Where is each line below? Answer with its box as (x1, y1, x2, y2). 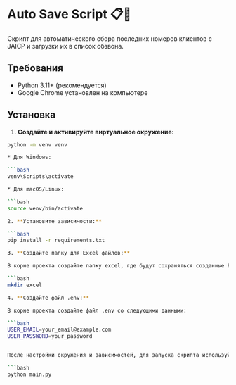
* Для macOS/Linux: (7, 186, 65, 193)
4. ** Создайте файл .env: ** (7, 294, 90, 301)
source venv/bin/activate (7, 205, 83, 212)
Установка (7, 109, 56, 121)
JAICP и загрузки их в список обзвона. (7, 42, 124, 50)
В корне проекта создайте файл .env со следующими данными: (7, 307, 188, 314)
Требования (7, 62, 63, 75)
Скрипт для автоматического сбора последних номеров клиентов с (7, 34, 212, 43)
